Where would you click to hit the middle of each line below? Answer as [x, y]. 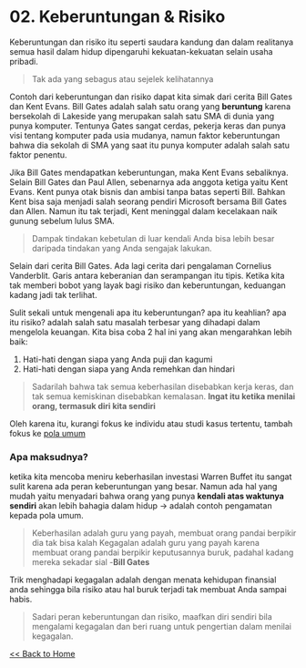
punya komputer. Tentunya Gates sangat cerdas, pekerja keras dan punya [148, 126]
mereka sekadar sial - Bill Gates [91, 562]
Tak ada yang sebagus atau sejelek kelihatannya [122, 78]
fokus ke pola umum [48, 433]
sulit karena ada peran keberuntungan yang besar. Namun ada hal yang [143, 487]
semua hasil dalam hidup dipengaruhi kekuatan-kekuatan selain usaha [141, 51]
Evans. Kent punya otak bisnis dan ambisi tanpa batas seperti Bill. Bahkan [148, 191]
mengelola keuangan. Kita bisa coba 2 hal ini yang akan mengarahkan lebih [151, 332]
